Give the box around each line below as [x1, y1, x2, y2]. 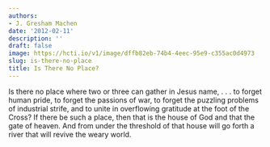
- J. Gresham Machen [8, 19, 78, 27]
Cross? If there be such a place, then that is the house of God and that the [8, 112, 255, 122]
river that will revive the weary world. [8, 129, 132, 139]
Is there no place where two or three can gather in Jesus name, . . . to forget [8, 86, 263, 96]
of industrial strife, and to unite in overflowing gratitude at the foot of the [8, 103, 250, 113]
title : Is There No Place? [8, 65, 99, 73]
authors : [8, 11, 38, 20]
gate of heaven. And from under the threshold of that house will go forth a [8, 120, 255, 130]
